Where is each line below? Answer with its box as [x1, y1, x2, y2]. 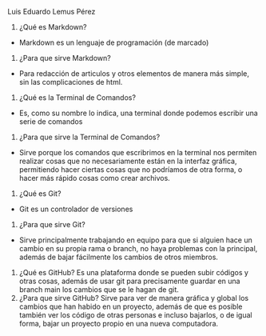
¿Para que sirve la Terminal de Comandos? [18, 132, 161, 142]
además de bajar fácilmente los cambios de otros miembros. [18, 252, 219, 262]
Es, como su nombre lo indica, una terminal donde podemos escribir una [18, 108, 259, 118]
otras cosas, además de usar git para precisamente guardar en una [18, 276, 240, 286]
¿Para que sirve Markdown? [18, 54, 111, 62]
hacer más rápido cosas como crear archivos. [18, 174, 171, 182]
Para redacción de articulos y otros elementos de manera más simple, [18, 69, 249, 78]
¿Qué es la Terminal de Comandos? [18, 93, 137, 102]
